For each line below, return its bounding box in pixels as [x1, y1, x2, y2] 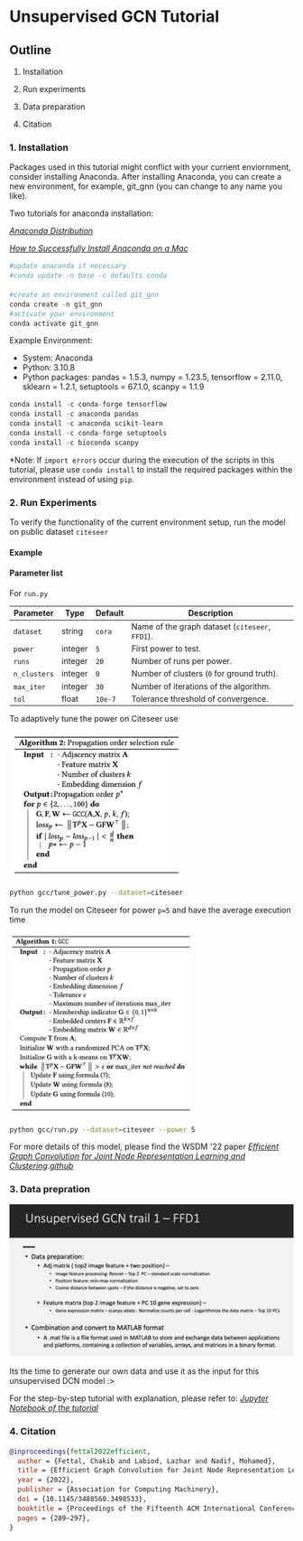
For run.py [9, 587, 49, 598]
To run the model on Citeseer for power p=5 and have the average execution [9, 904, 291, 915]
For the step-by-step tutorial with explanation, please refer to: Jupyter [9, 1393, 269, 1404]
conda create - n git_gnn [9, 300, 103, 309]
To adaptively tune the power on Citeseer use [9, 714, 179, 724]
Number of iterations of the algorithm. [131, 680, 271, 692]
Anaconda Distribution [9, 226, 94, 237]
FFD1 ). [131, 630, 153, 641]
